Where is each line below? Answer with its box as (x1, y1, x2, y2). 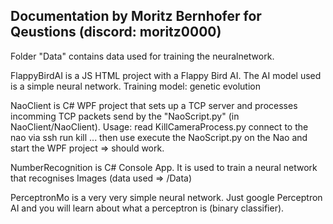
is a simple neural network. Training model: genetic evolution (10, 80, 262, 92)
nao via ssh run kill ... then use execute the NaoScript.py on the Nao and (10, 131, 308, 143)
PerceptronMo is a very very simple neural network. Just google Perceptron (10, 191, 323, 203)
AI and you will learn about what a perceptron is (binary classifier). (10, 202, 285, 214)
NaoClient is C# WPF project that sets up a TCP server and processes (10, 99, 298, 111)
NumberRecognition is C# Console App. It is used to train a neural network (10, 161, 318, 173)
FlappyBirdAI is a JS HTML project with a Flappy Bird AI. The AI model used (10, 69, 322, 81)
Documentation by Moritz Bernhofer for (10, 8, 262, 25)
